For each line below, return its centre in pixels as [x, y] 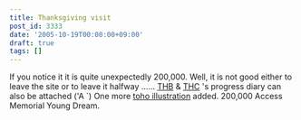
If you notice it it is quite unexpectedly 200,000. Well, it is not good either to [151, 77]
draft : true [32, 43]
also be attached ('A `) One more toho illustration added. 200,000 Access [146, 97]
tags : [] [26, 51]
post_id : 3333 [36, 26]
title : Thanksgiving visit [60, 18]
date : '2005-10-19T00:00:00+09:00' [77, 34]
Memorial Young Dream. [54, 106]
